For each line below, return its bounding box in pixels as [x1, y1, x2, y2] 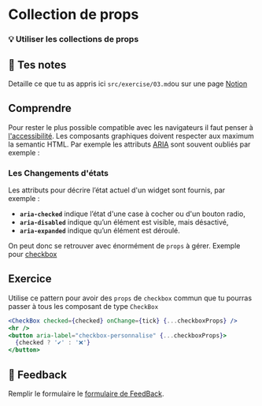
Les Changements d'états [8, 167, 109, 178]
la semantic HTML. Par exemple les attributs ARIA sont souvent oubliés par [8, 140, 251, 149]
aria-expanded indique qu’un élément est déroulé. [19, 226, 181, 236]
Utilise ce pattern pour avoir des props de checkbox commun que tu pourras [8, 293, 253, 303]
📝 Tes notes [8, 58, 67, 72]
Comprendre [8, 102, 72, 115]
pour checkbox [8, 250, 57, 259]
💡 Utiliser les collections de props [8, 34, 139, 45]
